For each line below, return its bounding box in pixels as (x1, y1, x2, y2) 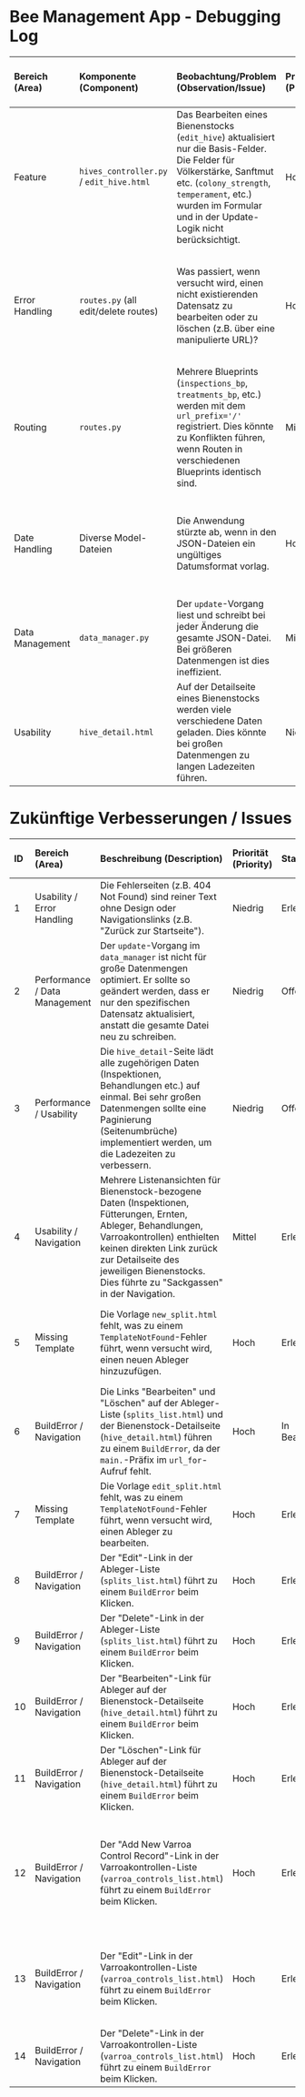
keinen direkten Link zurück (99, 1241, 218, 1254)
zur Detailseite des (99, 1253, 180, 1266)
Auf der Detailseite (176, 680, 256, 693)
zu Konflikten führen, (176, 431, 266, 443)
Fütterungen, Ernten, (99, 1208, 188, 1221)
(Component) (79, 81, 139, 94)
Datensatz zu (176, 299, 233, 311)
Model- (113, 531, 147, 543)
